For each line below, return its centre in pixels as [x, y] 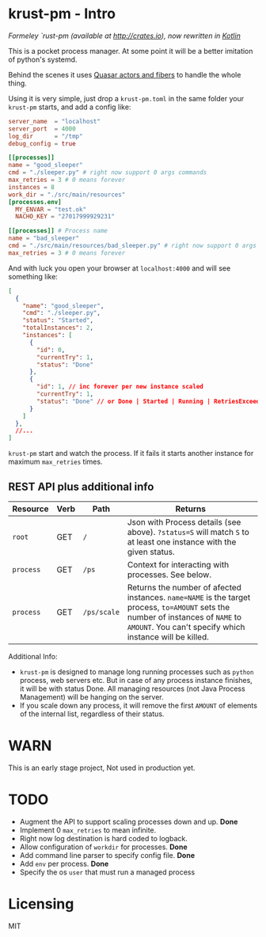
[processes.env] [35, 202]
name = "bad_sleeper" [44, 238]
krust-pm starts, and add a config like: [70, 107]
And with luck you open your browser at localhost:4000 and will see [120, 268]
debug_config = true [42, 143]
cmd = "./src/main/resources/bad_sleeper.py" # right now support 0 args [133, 246]
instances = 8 [32, 187]
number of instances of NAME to [184, 617]
